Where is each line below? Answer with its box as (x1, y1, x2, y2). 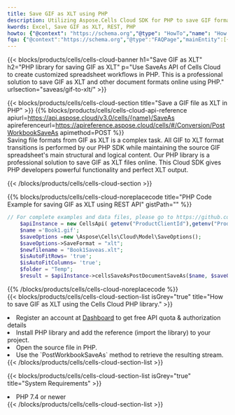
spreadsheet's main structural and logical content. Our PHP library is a (7, 151, 210, 160)
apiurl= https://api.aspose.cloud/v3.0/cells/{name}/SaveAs (7, 113, 175, 122)
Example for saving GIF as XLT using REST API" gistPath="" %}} (7, 200, 192, 209)
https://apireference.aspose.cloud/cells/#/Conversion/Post (55, 121, 225, 129)
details (7, 321, 27, 329)
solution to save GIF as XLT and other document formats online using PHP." (7, 78, 225, 86)
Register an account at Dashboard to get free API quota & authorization (16, 313, 221, 322)
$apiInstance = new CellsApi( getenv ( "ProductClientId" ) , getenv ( (20, 220, 215, 227)
